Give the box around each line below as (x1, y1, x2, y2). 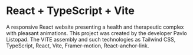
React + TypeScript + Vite (6, 4, 135, 18)
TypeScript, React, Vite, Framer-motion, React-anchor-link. (6, 42, 149, 49)
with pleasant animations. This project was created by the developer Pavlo (6, 29, 187, 36)
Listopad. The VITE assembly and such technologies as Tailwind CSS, (6, 36, 176, 43)
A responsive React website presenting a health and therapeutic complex (6, 23, 184, 30)
